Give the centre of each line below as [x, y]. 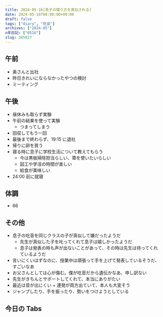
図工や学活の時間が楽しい [46, 164]
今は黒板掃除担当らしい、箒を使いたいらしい [65, 158]
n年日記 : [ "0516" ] [23, 33]
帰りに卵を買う [27, 145]
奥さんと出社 [25, 72]
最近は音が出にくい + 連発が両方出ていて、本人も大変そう [71, 285]
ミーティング [25, 84]
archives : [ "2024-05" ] [28, 28]
